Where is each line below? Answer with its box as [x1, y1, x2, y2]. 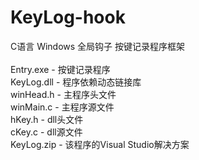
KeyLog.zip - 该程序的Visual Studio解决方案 [10, 138, 190, 150]
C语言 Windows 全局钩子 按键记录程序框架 [10, 40, 186, 52]
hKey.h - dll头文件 [10, 113, 84, 125]
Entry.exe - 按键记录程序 [10, 63, 111, 75]
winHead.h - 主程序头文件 [10, 88, 117, 100]
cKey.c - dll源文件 [10, 126, 83, 138]
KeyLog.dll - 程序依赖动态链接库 [10, 76, 142, 88]
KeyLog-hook [10, 6, 126, 29]
